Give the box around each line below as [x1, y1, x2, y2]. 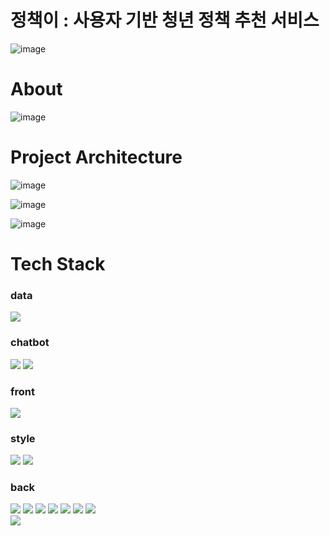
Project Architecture [10, 146, 183, 169]
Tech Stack [10, 253, 106, 275]
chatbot [10, 336, 50, 350]
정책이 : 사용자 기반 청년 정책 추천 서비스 [10, 9, 320, 32]
